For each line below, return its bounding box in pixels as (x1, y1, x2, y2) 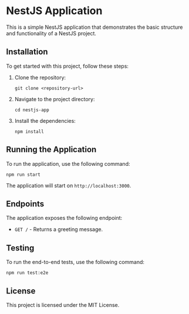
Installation (6, 47, 48, 57)
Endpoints (6, 199, 45, 209)
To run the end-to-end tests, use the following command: (6, 259, 145, 266)
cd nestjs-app (14, 107, 49, 113)
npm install (14, 128, 44, 135)
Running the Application (6, 145, 97, 155)
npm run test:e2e (6, 270, 49, 276)
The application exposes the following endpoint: (6, 215, 123, 222)
